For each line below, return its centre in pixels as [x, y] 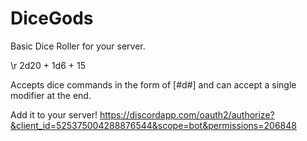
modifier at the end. [51, 95]
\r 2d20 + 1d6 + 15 [48, 65]
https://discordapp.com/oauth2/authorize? [187, 114]
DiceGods [52, 18]
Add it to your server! [54, 114]
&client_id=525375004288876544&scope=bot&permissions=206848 [153, 125]
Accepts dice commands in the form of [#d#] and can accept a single [153, 84]
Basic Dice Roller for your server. [78, 46]
